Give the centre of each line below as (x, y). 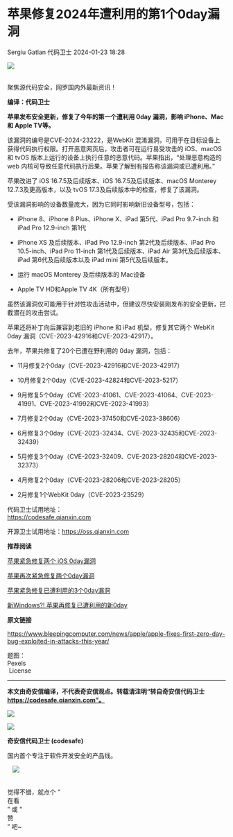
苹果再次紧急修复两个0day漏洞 (51, 576)
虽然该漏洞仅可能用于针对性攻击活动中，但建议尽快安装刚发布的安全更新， (113, 304)
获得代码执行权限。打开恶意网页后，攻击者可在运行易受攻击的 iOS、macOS (114, 148)
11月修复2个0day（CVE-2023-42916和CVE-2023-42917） (100, 365)
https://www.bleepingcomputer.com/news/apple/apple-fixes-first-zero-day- (116, 633)
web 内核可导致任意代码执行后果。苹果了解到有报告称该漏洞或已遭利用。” (111, 166)
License (20, 671)
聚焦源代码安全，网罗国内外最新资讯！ (62, 87)
